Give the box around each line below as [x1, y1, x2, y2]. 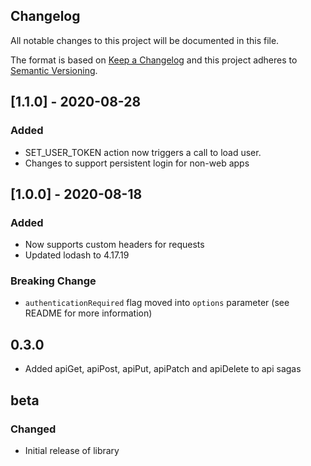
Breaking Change [10, 274, 97, 288]
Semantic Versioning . [10, 64, 98, 76]
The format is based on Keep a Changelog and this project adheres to [10, 54, 298, 66]
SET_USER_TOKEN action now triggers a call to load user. [24, 146, 262, 158]
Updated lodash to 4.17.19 [24, 249, 130, 261]
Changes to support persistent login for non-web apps [24, 157, 250, 169]
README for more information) [24, 307, 153, 319]
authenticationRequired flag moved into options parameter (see [24, 297, 290, 309]
